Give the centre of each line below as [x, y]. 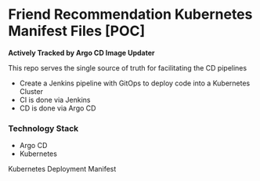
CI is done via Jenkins [55, 100]
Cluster [31, 91]
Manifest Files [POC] [77, 31]
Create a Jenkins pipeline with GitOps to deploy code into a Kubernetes [135, 83]
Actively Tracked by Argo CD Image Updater [81, 52]
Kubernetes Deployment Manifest [62, 169]
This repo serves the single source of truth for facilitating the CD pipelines [128, 67]
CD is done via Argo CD [58, 108]
